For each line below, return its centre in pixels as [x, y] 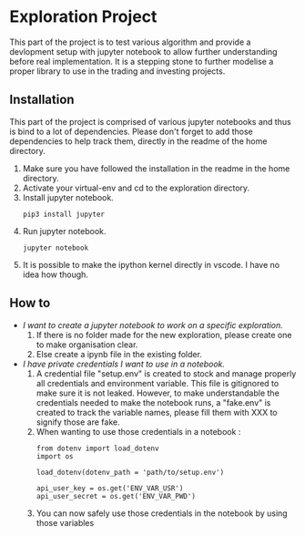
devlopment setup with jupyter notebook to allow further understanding [143, 51]
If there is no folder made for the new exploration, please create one [164, 335]
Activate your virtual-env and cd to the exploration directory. [136, 188]
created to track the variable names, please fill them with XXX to [157, 412]
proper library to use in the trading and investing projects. [117, 71]
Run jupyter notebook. [64, 231]
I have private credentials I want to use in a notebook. [124, 364]
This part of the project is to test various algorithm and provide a [130, 42]
